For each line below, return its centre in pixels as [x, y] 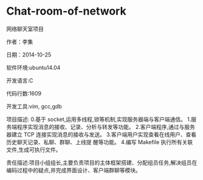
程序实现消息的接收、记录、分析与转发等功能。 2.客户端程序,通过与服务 [106, 126]
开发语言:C [20, 80]
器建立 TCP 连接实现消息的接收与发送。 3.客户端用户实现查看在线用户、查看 [101, 134]
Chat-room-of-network [66, 11]
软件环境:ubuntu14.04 [33, 67]
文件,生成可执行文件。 [34, 150]
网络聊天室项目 [25, 29]
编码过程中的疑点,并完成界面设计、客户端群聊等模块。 [74, 170]
